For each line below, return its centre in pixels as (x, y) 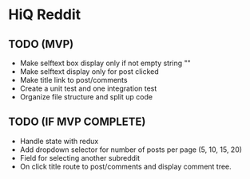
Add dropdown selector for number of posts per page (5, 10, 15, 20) (131, 150)
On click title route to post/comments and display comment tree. (125, 166)
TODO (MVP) (41, 44)
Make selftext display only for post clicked (89, 72)
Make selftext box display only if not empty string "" (105, 63)
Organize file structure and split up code (86, 97)
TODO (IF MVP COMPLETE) (77, 122)
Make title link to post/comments (73, 80)
